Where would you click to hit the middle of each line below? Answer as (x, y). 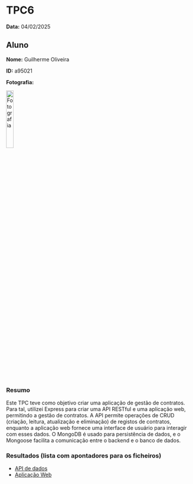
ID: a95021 (19, 71)
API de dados (31, 469)
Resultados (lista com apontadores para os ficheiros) (84, 456)
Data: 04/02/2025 (28, 27)
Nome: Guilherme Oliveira (38, 59)
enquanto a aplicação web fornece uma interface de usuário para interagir (97, 428)
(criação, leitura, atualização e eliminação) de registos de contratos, (89, 422)
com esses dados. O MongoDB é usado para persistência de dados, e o (94, 434)
